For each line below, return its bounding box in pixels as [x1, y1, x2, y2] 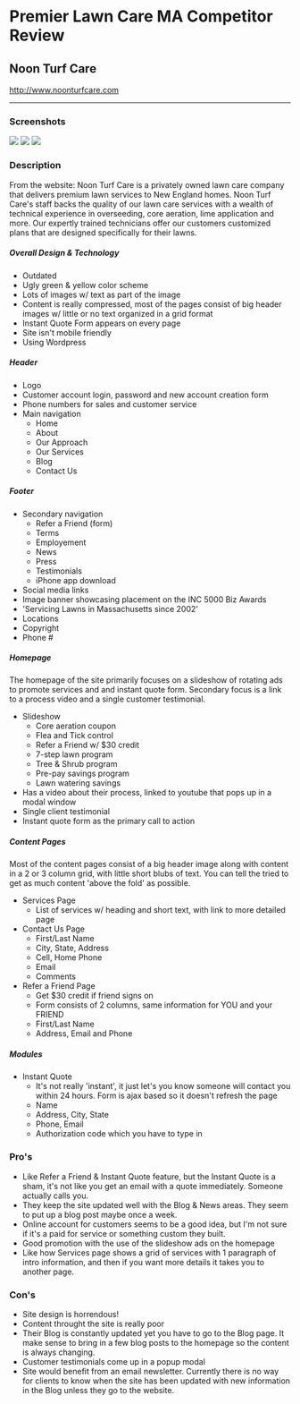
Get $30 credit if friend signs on [35, 991, 154, 1001]
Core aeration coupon [35, 720, 116, 731]
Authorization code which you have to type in [35, 1128, 203, 1139]
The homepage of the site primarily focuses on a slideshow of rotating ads [9, 675, 283, 685]
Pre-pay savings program [35, 768, 129, 779]
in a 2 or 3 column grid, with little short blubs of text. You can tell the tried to [9, 868, 289, 879]
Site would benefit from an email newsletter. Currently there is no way [21, 1366, 279, 1376]
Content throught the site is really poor [21, 1318, 165, 1329]
